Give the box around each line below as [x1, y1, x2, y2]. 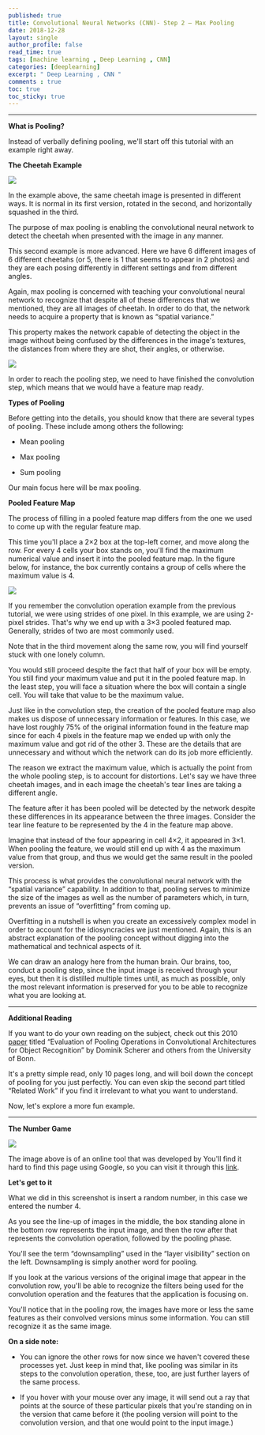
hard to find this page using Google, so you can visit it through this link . [8, 1162, 240, 1172]
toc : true [8, 85, 41, 93]
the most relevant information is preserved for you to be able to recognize [8, 982, 248, 992]
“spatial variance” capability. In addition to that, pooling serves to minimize [8, 884, 251, 894]
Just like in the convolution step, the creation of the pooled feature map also [8, 706, 256, 715]
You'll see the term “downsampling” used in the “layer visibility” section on [8, 1249, 251, 1259]
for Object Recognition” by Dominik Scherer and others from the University [8, 1045, 252, 1055]
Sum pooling [19, 468, 62, 477]
